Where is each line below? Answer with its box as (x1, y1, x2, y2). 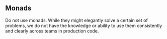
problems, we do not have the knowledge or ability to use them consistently (5, 22, 162, 28)
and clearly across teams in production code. (5, 27, 99, 34)
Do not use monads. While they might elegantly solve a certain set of (5, 17, 148, 23)
